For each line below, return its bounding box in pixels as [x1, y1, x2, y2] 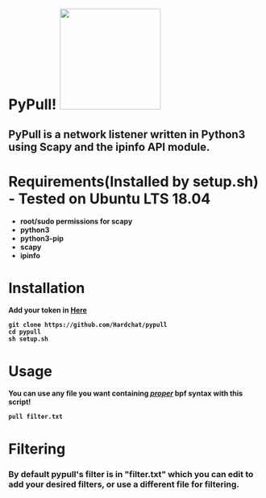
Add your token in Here [8, 305, 87, 315]
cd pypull [8, 328, 42, 337]
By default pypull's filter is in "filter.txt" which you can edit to [8, 468, 254, 479]
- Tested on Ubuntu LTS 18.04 [8, 190, 211, 207]
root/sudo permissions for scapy [19, 216, 133, 226]
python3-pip [19, 233, 64, 243]
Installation [8, 278, 85, 297]
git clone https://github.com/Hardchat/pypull [8, 321, 168, 329]
